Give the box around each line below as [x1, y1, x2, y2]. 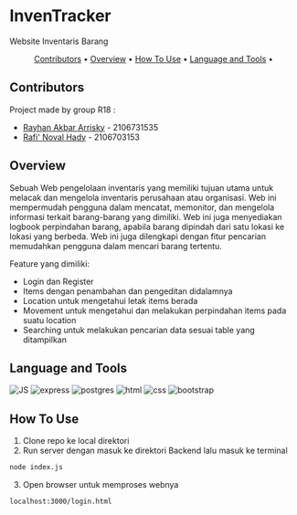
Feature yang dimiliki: [9, 257, 90, 269]
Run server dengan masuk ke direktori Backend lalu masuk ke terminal [22, 445, 288, 457]
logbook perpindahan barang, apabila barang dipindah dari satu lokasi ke [9, 221, 285, 232]
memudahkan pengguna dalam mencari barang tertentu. [9, 240, 222, 251]
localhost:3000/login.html [9, 497, 112, 507]
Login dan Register [22, 276, 94, 287]
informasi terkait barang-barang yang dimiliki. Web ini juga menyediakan [9, 211, 282, 222]
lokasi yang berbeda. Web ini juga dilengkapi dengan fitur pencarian [9, 230, 267, 242]
